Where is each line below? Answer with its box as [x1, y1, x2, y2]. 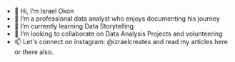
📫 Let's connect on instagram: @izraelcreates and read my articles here [14, 38, 229, 46]
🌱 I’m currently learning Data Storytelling [14, 22, 134, 30]
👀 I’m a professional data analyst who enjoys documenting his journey [14, 14, 220, 23]
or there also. [14, 48, 54, 56]
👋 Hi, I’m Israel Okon [14, 7, 74, 15]
